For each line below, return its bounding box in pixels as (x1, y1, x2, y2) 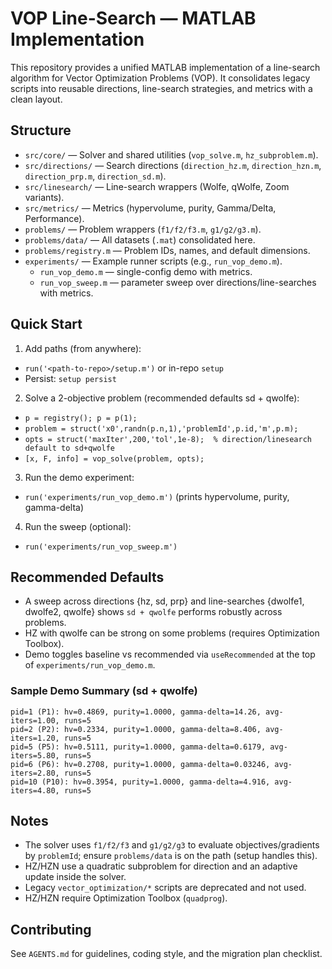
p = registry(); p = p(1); (24, 413, 138, 423)
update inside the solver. (24, 871, 127, 883)
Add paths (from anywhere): (24, 342, 142, 354)
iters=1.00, (10, 715, 60, 726)
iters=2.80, (10, 768, 60, 778)
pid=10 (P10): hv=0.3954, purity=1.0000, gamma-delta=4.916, (10, 777, 271, 787)
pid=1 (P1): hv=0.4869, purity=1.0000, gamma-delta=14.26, (10, 707, 262, 717)
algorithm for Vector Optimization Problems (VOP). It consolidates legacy (10, 72, 311, 84)
